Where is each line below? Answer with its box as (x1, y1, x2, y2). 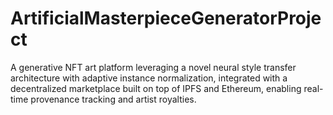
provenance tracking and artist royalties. (30, 93, 197, 105)
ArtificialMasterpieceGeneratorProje (10, 7, 322, 30)
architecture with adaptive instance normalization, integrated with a (10, 72, 288, 84)
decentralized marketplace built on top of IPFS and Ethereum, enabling (10, 82, 302, 94)
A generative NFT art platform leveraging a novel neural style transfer (10, 61, 297, 73)
